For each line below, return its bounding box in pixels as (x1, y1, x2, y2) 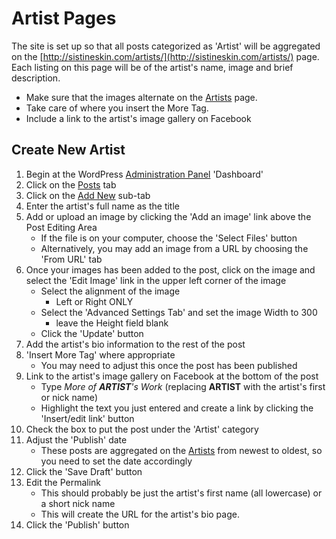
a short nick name (40, 497, 116, 509)
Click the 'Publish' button (25, 518, 130, 531)
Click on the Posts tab (25, 178, 117, 191)
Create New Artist (11, 142, 126, 159)
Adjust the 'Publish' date (25, 433, 128, 446)
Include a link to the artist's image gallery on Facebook (25, 112, 252, 124)
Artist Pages (11, 7, 117, 30)
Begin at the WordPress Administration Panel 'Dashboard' (25, 168, 264, 180)
